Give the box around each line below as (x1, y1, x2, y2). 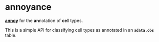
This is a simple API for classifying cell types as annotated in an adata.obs (5, 27, 154, 33)
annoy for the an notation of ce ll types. (5, 18, 83, 23)
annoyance (5, 1, 52, 13)
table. (5, 32, 17, 38)
